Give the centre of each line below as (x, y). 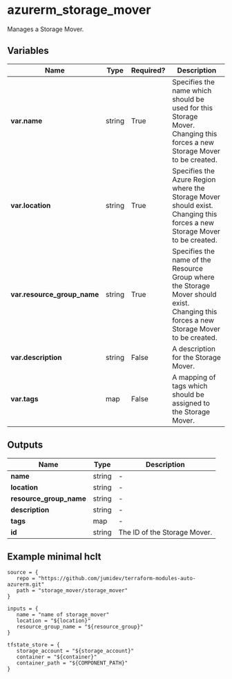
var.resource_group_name (55, 294)
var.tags (25, 399)
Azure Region (194, 180)
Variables (28, 51)
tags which (190, 385)
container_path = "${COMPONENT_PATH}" (72, 663)
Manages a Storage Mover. (46, 29)
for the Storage (196, 357)
